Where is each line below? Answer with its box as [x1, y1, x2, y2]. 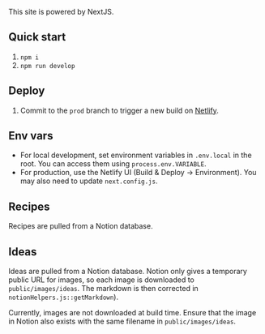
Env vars [8, 129, 53, 143]
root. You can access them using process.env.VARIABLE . [19, 159, 207, 169]
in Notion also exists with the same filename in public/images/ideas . [8, 316, 237, 327]
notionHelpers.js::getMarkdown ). [8, 292, 119, 302]
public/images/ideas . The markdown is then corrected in [8, 284, 199, 293]
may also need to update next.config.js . [19, 176, 158, 186]
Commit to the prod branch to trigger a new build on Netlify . [19, 105, 219, 115]
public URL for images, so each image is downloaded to [8, 275, 194, 285]
